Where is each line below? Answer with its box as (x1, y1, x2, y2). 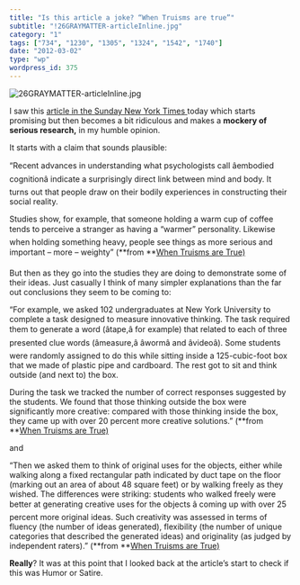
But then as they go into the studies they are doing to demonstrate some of (9, 267, 287, 278)
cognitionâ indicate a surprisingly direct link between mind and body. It (9, 173, 272, 184)
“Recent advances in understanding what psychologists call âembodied (9, 159, 275, 171)
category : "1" (9, 30, 63, 39)
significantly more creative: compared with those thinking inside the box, (9, 406, 278, 417)
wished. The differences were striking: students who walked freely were (9, 488, 277, 499)
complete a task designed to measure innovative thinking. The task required (9, 313, 290, 324)
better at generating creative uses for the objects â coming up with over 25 (9, 499, 287, 509)
